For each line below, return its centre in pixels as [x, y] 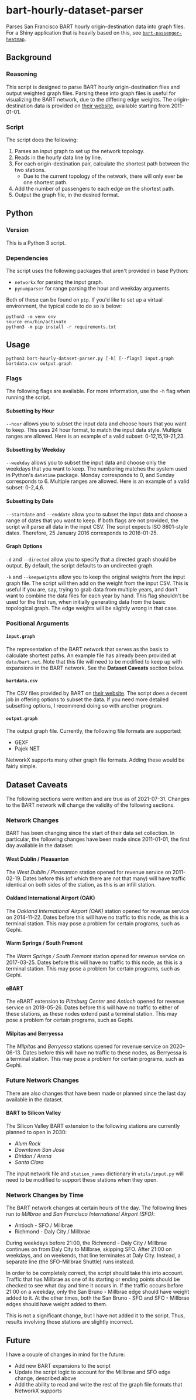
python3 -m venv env [31, 317]
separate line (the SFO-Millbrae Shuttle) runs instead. [70, 1262]
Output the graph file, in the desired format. [67, 195]
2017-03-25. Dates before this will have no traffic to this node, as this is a [94, 962]
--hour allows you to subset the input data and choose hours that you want [96, 424]
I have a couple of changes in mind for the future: [66, 1355]
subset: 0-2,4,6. [25, 488]
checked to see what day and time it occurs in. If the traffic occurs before [94, 1286]
